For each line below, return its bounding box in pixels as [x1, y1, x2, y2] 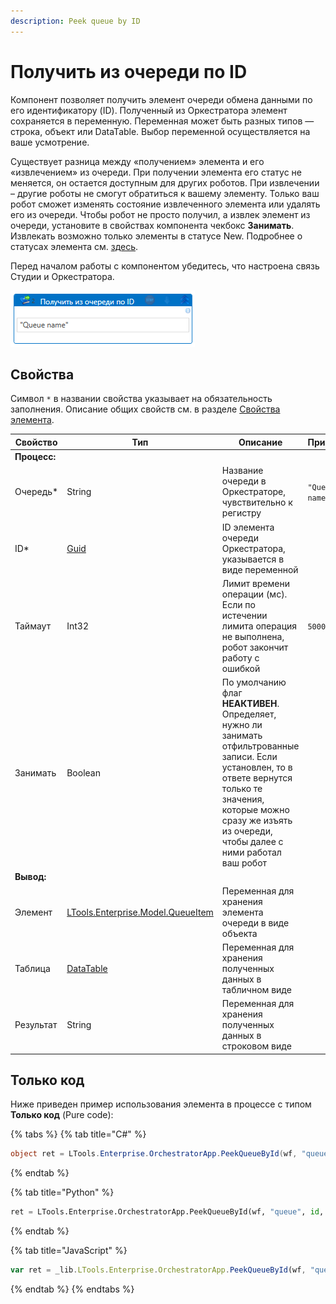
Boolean [66, 766, 101, 779]
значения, [221, 793, 265, 805]
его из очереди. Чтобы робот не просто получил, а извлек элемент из [10, 208, 311, 220]
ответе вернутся [221, 772, 293, 784]
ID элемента [221, 521, 275, 533]
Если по [221, 598, 256, 610]
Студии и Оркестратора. [10, 270, 115, 282]
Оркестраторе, [221, 486, 287, 498]
